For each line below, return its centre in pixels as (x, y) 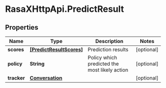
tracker (16, 78)
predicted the (103, 64)
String (37, 64)
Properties (22, 27)
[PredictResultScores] (56, 49)
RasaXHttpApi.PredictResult (65, 9)
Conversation (46, 78)
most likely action (108, 70)
